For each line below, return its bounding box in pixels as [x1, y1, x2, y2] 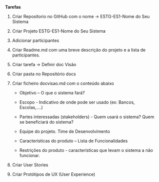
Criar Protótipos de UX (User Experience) [12, 171, 96, 177]
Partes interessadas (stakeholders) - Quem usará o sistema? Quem [19, 114, 155, 120]
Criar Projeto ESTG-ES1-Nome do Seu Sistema [12, 28, 106, 34]
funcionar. [19, 153, 40, 158]
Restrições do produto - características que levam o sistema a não [19, 147, 153, 153]
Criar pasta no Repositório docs [12, 71, 76, 77]
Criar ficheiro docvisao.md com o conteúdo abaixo [12, 80, 114, 86]
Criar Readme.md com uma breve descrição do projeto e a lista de [12, 47, 146, 53]
